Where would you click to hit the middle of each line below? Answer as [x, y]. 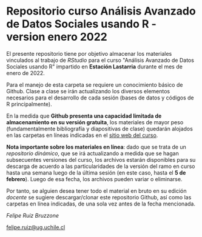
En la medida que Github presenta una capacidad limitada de [84, 116]
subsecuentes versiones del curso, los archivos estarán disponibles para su [101, 159]
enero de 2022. [26, 73]
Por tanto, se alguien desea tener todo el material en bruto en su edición [96, 191]
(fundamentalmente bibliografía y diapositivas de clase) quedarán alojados [99, 129]
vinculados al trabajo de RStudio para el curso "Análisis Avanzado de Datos [100, 60]
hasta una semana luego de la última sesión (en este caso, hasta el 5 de [96, 172]
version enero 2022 [57, 37]
